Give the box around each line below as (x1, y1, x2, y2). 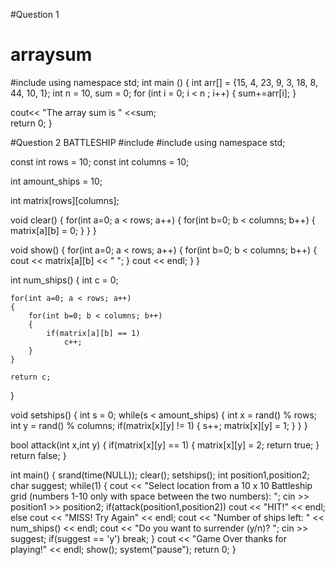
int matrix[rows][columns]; (10, 194, 120, 206)
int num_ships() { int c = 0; (10, 274, 119, 286)
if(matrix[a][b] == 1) (46, 328, 141, 338)
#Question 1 (10, 9, 60, 20)
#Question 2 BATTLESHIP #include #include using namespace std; (10, 136, 286, 148)
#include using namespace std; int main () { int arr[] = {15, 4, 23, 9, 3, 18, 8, (10, 76, 318, 88)
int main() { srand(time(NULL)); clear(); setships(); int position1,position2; (10, 469, 310, 481)
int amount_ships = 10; (10, 175, 103, 187)
